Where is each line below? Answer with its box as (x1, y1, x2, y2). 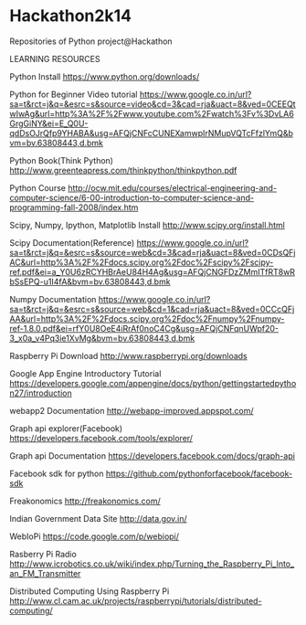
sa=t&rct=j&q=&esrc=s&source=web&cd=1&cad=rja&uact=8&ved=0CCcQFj (9, 303, 295, 314)
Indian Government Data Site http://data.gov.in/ (9, 513, 187, 524)
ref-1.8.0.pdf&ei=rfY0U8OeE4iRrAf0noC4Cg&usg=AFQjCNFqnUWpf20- (9, 323, 280, 334)
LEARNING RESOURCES (9, 53, 100, 64)
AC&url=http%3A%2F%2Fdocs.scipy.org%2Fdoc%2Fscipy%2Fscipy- (9, 257, 274, 268)
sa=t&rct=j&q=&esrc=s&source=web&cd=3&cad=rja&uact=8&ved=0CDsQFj (9, 247, 296, 258)
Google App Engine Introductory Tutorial (9, 367, 162, 379)
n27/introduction (9, 387, 72, 398)
